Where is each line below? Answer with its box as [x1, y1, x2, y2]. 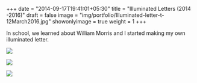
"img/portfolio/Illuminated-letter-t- [79, 11, 164, 19]
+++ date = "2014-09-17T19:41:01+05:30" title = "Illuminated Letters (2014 [6, 5, 191, 12]
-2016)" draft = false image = [6, 11, 78, 19]
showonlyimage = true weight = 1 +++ [52, 18, 146, 25]
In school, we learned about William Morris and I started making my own [6, 29, 186, 37]
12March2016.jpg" [6, 18, 51, 25]
